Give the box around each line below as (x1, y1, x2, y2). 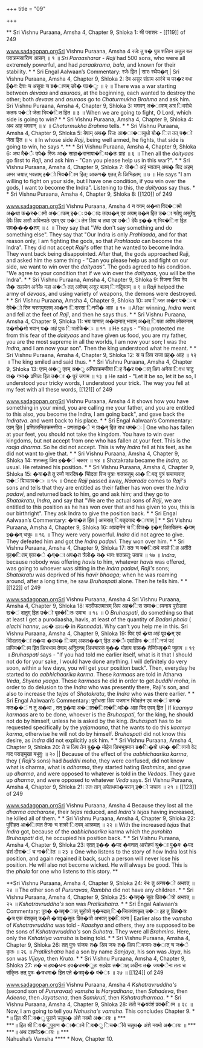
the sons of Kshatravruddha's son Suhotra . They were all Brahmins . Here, (6, 928, 190, 935)
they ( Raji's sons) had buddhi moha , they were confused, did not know (6, 757, 184, 764)
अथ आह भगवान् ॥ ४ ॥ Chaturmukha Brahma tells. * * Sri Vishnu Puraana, (6, 122, 180, 129)
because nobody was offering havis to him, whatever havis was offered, (6, 558, 186, 566)
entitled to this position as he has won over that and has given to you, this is (6, 503, 195, 510)
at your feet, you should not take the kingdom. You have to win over (6, 430, 175, 438)
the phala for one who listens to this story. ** (6, 868, 118, 875)
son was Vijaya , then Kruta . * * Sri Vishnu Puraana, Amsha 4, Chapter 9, (6, 955, 186, 962)
